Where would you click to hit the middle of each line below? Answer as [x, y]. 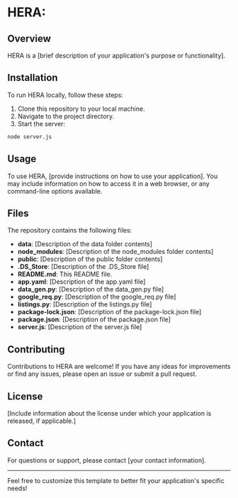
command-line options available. [55, 191]
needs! [17, 488]
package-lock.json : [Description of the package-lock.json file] [109, 312]
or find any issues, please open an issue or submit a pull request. [102, 374]
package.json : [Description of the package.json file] [94, 319]
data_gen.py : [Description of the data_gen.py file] [91, 289]
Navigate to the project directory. [66, 116]
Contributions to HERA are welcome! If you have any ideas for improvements [119, 367]
